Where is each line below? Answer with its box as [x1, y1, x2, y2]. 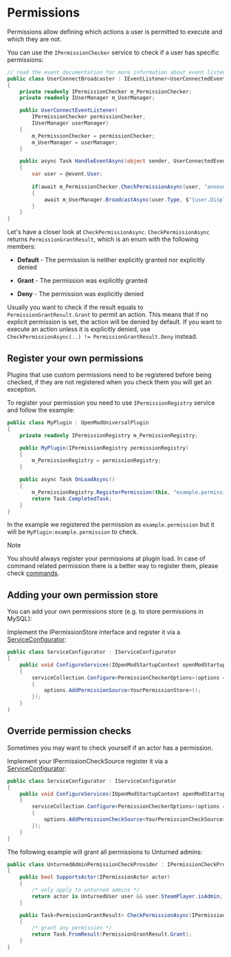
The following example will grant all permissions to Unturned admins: [7, 848, 203, 856]
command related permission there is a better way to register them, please [7, 562, 219, 570]
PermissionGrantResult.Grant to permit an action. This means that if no [7, 311, 208, 319]
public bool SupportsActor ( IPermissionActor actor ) [19, 874, 170, 881]
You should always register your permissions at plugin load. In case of [7, 554, 206, 562]
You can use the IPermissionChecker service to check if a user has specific [7, 48, 219, 56]
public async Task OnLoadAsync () [19, 476, 115, 483]
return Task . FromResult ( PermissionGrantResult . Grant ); [32, 931, 192, 938]
